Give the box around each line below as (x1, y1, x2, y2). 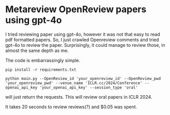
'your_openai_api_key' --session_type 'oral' (39, 85, 138, 90)
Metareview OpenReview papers (5, 4, 147, 15)
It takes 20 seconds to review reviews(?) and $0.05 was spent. (5, 103, 137, 110)
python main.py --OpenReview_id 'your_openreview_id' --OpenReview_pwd (5, 76, 161, 81)
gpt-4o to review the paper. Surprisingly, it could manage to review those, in (5, 42, 165, 48)
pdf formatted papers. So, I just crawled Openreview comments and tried (5, 37, 159, 43)
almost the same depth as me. (5, 47, 69, 53)
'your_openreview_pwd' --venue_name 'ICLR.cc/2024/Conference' (5, 80, 143, 85)
